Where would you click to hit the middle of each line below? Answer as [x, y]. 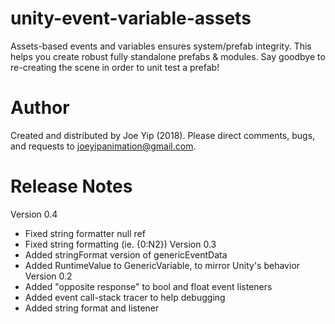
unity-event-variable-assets [131, 18]
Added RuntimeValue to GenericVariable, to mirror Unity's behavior [162, 265]
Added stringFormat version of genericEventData [126, 254]
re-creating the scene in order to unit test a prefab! [115, 67]
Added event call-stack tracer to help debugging [125, 297]
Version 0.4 [34, 214]
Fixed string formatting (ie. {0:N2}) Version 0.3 [120, 244]
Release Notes [71, 186]
